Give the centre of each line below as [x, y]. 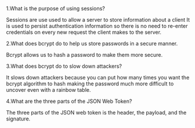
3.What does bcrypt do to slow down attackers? [64, 66]
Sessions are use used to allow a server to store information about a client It [98, 20]
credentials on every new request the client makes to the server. [84, 32]
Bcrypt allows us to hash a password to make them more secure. [85, 55]
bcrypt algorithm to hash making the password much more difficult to [90, 84]
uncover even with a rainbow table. [48, 90]
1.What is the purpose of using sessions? [56, 8]
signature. [18, 119]
